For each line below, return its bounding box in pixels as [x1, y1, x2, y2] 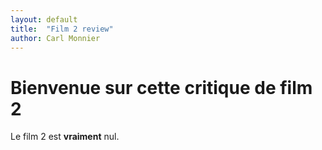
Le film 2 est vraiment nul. [10, 131, 120, 143]
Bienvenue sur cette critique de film [10, 76, 313, 99]
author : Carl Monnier [10, 33, 101, 43]
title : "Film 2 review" [10, 24, 114, 34]
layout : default [10, 14, 78, 25]
